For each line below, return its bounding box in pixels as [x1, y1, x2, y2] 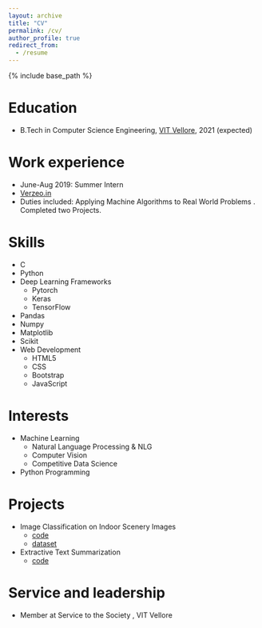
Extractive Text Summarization [19, 547, 121, 557]
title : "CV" [8, 19, 48, 27]
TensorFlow [31, 302, 71, 312]
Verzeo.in [19, 188, 52, 198]
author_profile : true [8, 34, 81, 42]
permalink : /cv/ [8, 26, 62, 34]
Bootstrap [31, 370, 65, 380]
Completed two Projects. [19, 205, 102, 214]
